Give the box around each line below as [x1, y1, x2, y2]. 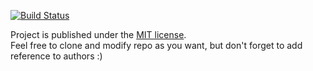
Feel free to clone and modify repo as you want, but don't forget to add [10, 40, 303, 51]
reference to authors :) [10, 50, 103, 62]
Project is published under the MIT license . [10, 29, 187, 40]
